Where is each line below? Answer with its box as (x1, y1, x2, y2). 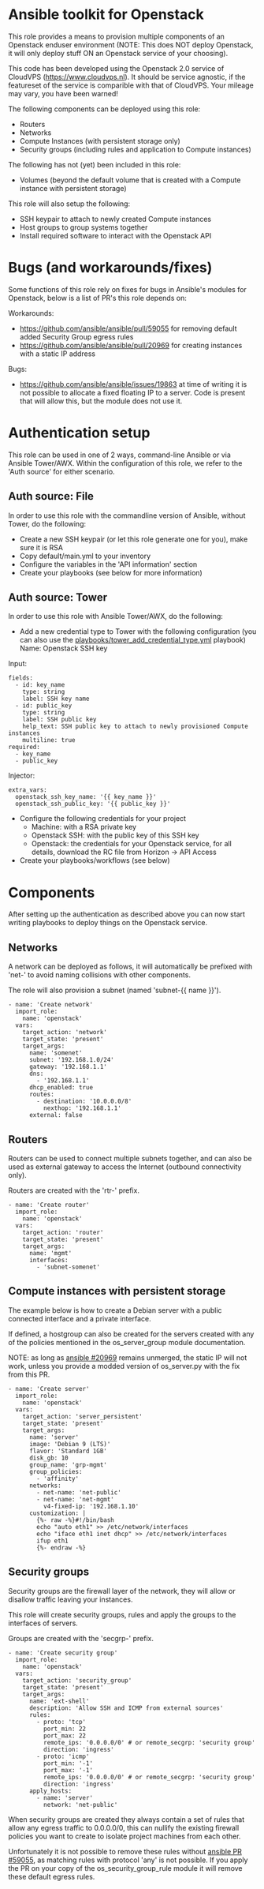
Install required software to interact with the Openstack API (19, 231, 212, 240)
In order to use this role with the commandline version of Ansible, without (8, 511, 246, 520)
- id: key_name (15, 681, 65, 689)
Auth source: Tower (8, 590, 108, 605)
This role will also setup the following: (8, 199, 131, 208)
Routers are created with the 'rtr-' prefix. (8, 1186, 140, 1195)
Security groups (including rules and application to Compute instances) (19, 144, 252, 154)
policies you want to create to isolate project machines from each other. (8, 1831, 241, 1841)
